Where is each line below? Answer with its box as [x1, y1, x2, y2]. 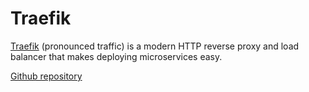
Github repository [10, 70, 83, 82]
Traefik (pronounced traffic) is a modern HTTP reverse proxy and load [10, 40, 300, 52]
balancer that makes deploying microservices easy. [10, 50, 223, 62]
